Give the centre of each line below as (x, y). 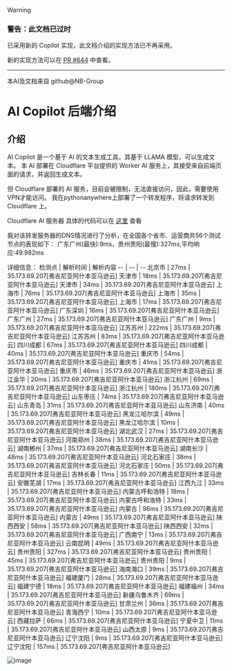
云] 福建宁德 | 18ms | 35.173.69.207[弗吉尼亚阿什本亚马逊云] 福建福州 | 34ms (116, 586)
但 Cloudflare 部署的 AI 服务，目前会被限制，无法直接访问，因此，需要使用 (113, 189)
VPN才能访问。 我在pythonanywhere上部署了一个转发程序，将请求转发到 (111, 198)
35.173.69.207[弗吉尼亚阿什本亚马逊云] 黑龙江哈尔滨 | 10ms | (93, 423)
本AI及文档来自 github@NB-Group (56, 81)
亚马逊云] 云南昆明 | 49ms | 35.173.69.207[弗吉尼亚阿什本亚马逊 (128, 543)
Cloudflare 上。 (29, 206)
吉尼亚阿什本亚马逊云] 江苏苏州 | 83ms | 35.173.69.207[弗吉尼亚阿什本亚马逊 (116, 337)
